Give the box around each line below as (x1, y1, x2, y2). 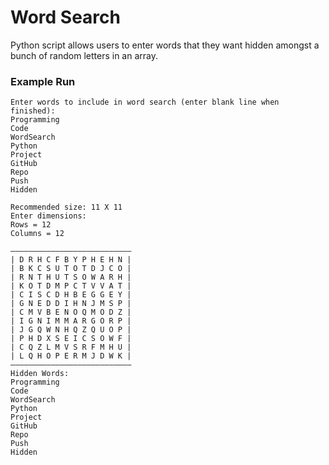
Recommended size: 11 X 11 (10, 202, 123, 213)
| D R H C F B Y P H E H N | (10, 255, 132, 265)
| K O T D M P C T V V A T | (10, 281, 132, 291)
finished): (10, 106, 56, 116)
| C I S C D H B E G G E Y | (10, 290, 132, 300)
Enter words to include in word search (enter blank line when (10, 97, 280, 108)
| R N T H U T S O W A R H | (10, 272, 132, 283)
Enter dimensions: (10, 211, 87, 221)
